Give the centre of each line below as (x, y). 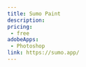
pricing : (20, 27)
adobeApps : (23, 40)
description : (26, 20)
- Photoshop (28, 46)
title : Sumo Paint (34, 14)
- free (20, 33)
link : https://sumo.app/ (43, 53)
